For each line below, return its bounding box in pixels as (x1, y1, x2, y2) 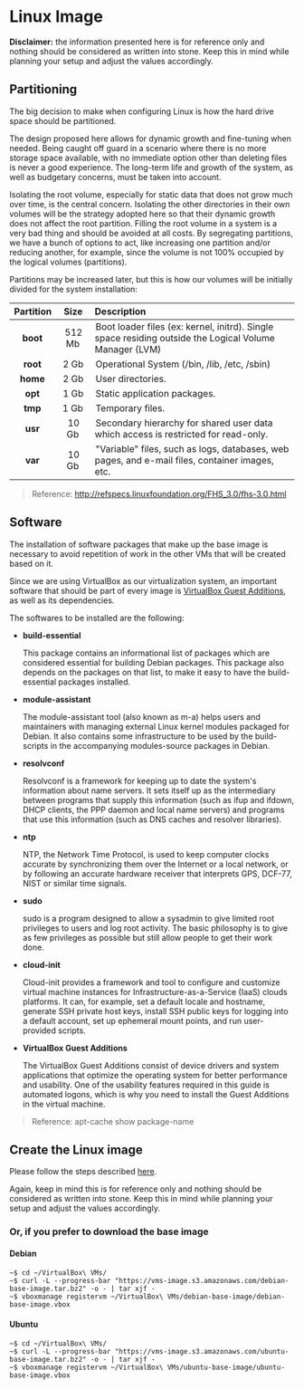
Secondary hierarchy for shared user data (95, 417, 273, 429)
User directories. (95, 372, 166, 385)
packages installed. (58, 676, 131, 687)
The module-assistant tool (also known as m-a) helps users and (22, 711, 261, 722)
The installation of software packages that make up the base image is (9, 539, 269, 550)
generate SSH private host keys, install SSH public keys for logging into (22, 1005, 289, 1016)
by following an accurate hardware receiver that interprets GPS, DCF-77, (22, 867, 292, 879)
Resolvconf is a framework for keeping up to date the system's (22, 775, 257, 786)
